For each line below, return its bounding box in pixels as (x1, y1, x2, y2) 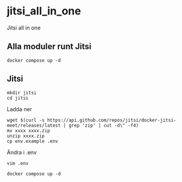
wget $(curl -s (7, 117, 45, 123)
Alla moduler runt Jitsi (7, 41, 92, 52)
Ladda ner (7, 105, 32, 112)
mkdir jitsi (7, 89, 37, 96)
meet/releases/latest (7, 122, 61, 129)
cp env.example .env (7, 138, 59, 144)
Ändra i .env (7, 148, 37, 156)
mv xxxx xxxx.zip (7, 127, 50, 133)
